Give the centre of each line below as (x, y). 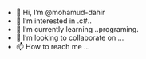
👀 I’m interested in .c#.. (53, 21)
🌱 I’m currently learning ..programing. (77, 29)
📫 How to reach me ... (53, 47)
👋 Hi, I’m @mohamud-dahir (60, 12)
